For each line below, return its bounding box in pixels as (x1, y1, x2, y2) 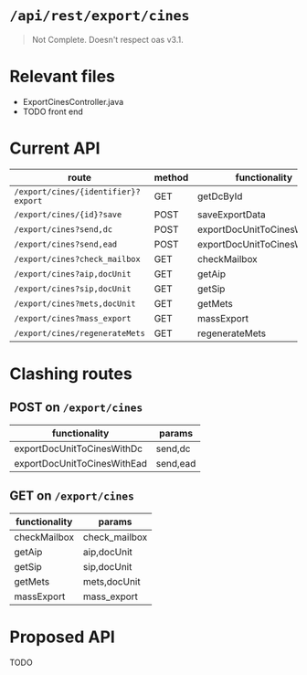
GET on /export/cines (9, 488, 135, 504)
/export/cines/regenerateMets (14, 328, 146, 338)
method (153, 171, 189, 184)
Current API (9, 138, 101, 159)
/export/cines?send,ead (14, 238, 118, 249)
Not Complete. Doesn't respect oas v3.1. (31, 34, 185, 45)
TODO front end (22, 106, 84, 117)
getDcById (197, 190, 243, 203)
